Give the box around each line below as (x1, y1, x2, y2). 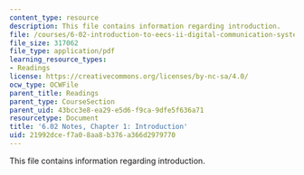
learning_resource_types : (9, 55, 107, 64)
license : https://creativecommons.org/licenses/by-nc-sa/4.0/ (9, 72, 249, 81)
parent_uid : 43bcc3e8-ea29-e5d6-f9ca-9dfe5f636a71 (9, 106, 204, 115)
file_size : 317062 (9, 38, 79, 48)
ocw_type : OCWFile (9, 80, 79, 89)
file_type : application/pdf (9, 47, 116, 56)
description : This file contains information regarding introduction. (9, 22, 281, 31)
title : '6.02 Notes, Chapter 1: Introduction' (9, 123, 188, 132)
